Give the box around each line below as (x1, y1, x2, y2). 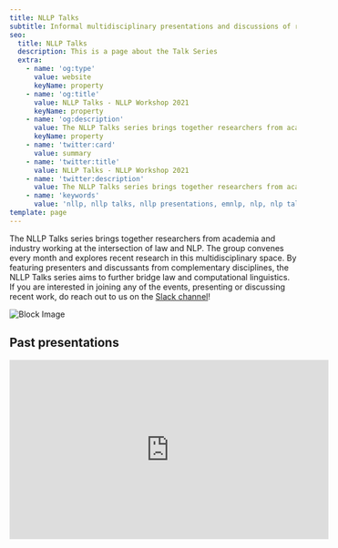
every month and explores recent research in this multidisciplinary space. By (9, 252, 297, 263)
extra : (17, 56, 43, 65)
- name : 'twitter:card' (26, 140, 117, 149)
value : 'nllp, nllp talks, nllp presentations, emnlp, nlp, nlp (33, 199, 283, 209)
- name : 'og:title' (26, 89, 100, 98)
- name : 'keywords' (26, 191, 100, 200)
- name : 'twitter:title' (26, 157, 120, 167)
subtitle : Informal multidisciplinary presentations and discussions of (9, 22, 292, 31)
